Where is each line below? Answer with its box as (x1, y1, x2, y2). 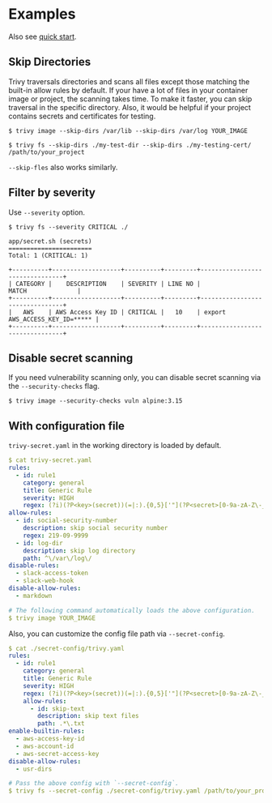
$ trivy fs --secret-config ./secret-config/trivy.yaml (8, 787, 201, 795)
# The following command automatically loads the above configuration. (8, 606, 255, 614)
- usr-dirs (15, 765, 53, 773)
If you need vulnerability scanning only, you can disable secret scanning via (8, 373, 261, 382)
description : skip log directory (23, 546, 136, 555)
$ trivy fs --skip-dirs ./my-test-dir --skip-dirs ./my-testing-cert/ (8, 141, 252, 149)
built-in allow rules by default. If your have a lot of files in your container (8, 85, 249, 95)
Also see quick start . (8, 32, 77, 41)
